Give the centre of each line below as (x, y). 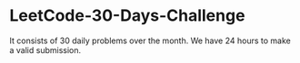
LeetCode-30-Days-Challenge (127, 16)
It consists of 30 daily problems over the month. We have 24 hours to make (150, 40)
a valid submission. (45, 49)
